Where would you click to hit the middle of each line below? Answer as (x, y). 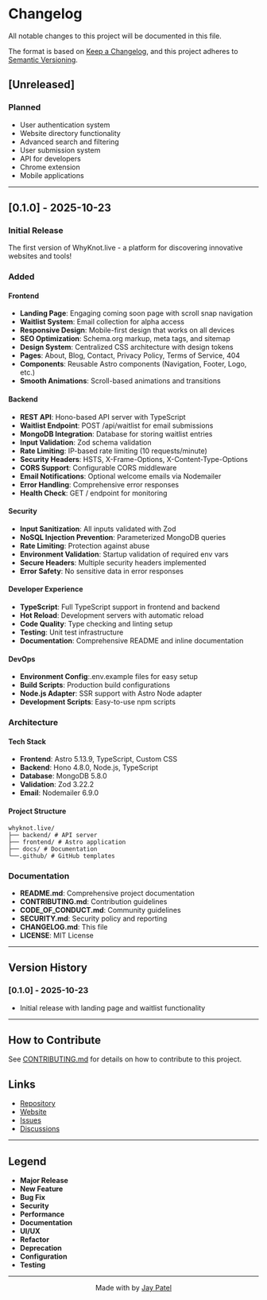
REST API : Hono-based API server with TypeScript (103, 417)
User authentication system (65, 125)
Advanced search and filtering (69, 142)
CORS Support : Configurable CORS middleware (98, 468)
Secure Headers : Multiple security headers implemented (113, 562)
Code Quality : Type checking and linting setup (96, 624)
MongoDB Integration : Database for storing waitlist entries (116, 433)
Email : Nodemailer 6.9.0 (59, 793)
